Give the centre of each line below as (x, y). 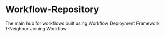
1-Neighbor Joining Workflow (36, 28)
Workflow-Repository (52, 9)
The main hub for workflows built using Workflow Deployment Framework (83, 23)
